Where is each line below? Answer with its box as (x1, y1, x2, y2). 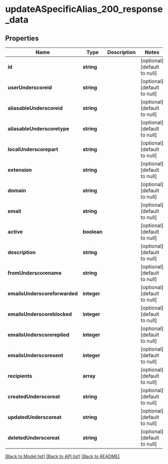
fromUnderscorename (7, 270, 61, 276)
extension (7, 166, 32, 173)
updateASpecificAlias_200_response (5, 3, 163, 15)
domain (7, 187, 26, 194)
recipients (7, 373, 32, 379)
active (7, 228, 23, 235)
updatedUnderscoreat (7, 414, 61, 421)
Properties (5, 34, 39, 42)
